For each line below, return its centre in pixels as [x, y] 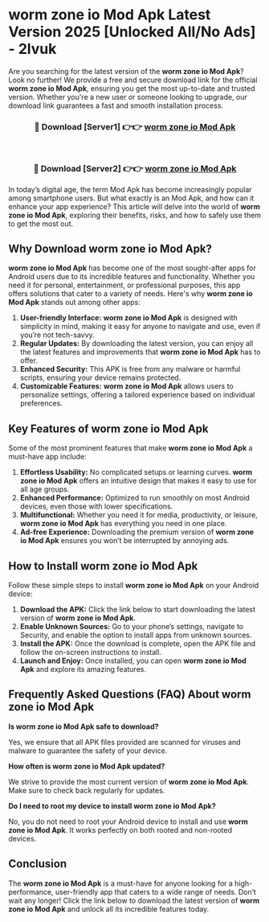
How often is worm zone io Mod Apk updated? [87, 766]
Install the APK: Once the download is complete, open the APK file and [138, 643]
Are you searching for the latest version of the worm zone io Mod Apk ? [126, 71]
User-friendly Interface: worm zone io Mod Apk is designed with [129, 318]
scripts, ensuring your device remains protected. [100, 378]
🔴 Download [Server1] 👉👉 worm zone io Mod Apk [135, 126]
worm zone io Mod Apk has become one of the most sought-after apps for [132, 268]
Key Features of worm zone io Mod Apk [108, 428]
